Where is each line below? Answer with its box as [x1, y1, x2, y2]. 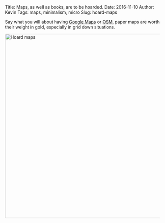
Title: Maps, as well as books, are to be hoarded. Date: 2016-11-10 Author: [5, 4, 154, 10]
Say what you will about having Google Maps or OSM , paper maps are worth [5, 19, 160, 25]
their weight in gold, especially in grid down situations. [5, 24, 115, 30]
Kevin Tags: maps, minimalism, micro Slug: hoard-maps [5, 9, 117, 15]
